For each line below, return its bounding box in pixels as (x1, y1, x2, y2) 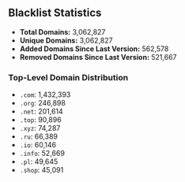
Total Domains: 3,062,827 (19, 27, 106, 36)
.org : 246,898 (19, 98, 66, 108)
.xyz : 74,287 (19, 124, 61, 133)
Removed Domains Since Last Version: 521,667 (19, 52, 177, 61)
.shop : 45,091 (19, 165, 64, 175)
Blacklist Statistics (8, 6, 102, 20)
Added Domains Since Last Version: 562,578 (19, 43, 169, 54)
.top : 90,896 (19, 115, 62, 124)
